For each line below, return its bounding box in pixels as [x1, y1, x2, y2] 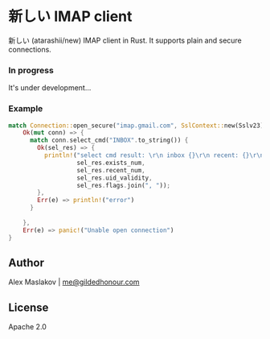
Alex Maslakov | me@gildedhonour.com [8, 277, 140, 287]
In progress [8, 64, 54, 76]
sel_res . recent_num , [76, 166, 146, 174]
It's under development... [8, 83, 92, 93]
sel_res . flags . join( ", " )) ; [76, 181, 171, 189]
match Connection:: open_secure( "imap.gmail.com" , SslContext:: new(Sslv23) [8, 122, 264, 130]
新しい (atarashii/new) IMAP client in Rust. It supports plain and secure [8, 35, 243, 45]
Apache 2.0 [8, 322, 47, 332]
